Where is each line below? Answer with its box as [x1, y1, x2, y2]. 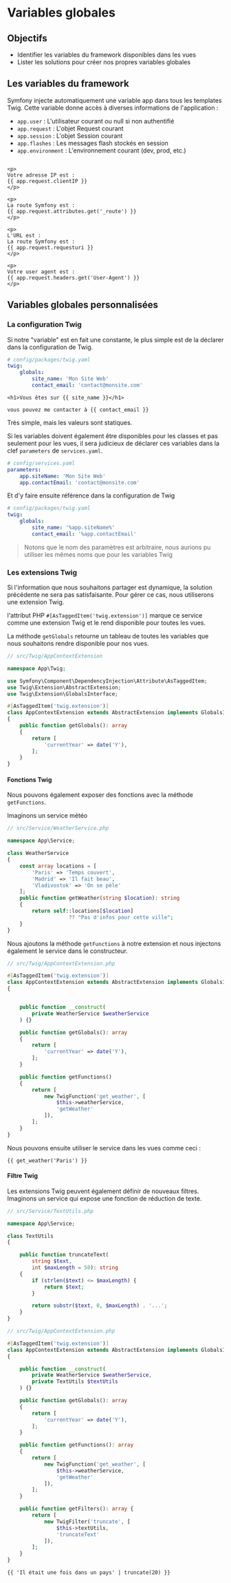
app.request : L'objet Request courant [16, 124, 124, 132]
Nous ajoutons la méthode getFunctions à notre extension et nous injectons [7, 939, 221, 947]
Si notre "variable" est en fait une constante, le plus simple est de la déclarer [7, 335, 224, 344]
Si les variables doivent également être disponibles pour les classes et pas [7, 431, 219, 440]
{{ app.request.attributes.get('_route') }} [7, 208, 137, 215]
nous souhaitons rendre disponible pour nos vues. [7, 640, 149, 648]
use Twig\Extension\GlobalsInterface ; [7, 690, 118, 698]
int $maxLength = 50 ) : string [32, 1264, 118, 1271]
